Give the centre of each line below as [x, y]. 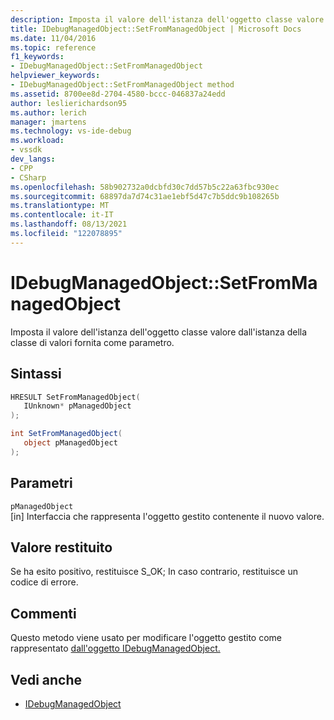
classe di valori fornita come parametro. [92, 342]
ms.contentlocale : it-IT [62, 215]
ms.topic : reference [53, 47]
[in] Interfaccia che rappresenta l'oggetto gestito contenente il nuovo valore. [167, 516]
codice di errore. [44, 582]
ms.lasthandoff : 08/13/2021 [69, 224]
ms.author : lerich [48, 112]
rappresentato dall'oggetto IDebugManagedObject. [115, 648]
